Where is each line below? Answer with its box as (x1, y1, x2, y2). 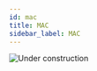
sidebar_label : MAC (9, 29, 81, 38)
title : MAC (9, 21, 49, 30)
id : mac (9, 12, 38, 22)
